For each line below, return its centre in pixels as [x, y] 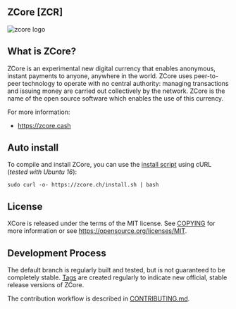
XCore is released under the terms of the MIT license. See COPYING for [111, 223]
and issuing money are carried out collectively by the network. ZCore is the [116, 91]
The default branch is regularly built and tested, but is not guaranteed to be [116, 270]
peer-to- [206, 76]
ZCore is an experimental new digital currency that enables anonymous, [112, 68]
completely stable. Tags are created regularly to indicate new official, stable [117, 277]
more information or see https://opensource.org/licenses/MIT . [97, 231]
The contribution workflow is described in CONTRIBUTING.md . [99, 298]
